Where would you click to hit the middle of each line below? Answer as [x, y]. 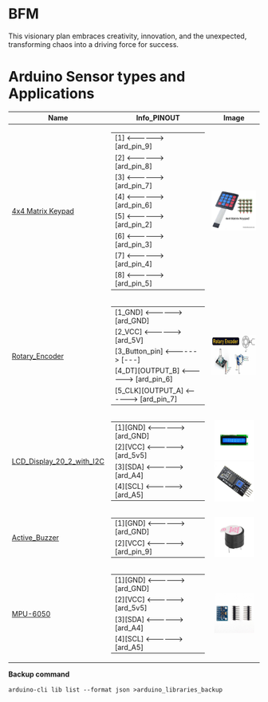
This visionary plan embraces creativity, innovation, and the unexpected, [128, 36]
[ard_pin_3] [134, 244]
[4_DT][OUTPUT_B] [147, 371]
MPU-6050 [31, 614]
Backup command [39, 674]
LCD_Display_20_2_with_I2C [58, 461]
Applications [51, 94]
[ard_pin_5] [134, 283]
